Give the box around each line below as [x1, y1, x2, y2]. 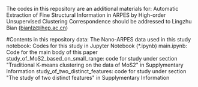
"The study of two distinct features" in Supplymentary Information [6, 74, 170, 81]
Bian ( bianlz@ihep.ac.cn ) [6, 24, 68, 31]
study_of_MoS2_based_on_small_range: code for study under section [6, 55, 178, 62]
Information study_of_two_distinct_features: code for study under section [6, 68, 187, 74]
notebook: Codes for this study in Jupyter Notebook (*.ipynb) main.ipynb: [6, 42, 187, 49]
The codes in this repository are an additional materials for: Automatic [6, 5, 179, 12]
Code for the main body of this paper [6, 49, 98, 56]
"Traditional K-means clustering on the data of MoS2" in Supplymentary [6, 61, 184, 68]
